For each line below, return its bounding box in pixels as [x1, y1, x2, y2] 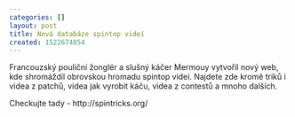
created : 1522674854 [9, 37, 86, 47]
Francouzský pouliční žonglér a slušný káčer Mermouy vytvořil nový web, [9, 62, 279, 73]
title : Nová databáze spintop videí [9, 29, 145, 38]
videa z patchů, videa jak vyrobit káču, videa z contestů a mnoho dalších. [9, 81, 278, 91]
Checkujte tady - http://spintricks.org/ [9, 98, 148, 109]
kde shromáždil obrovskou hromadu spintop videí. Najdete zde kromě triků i [9, 72, 286, 82]
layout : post [9, 21, 58, 30]
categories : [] [9, 12, 66, 22]
